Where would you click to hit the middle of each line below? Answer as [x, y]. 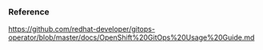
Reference [29, 12]
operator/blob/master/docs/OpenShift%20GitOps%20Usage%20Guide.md [131, 37]
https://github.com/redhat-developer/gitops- [82, 29]
